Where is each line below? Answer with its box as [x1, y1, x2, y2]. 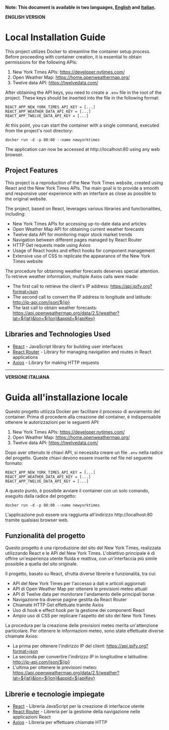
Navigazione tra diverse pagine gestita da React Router [12, 597, 127, 603]
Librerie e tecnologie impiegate [5, 690, 105, 698]
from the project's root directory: [5, 127, 73, 133]
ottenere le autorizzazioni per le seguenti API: [5, 419, 100, 425]
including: [5, 211, 26, 217]
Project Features [5, 166, 58, 175]
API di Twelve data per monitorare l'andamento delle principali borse [12, 591, 155, 597]
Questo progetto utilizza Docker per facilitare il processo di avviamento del [5, 408, 160, 414]
